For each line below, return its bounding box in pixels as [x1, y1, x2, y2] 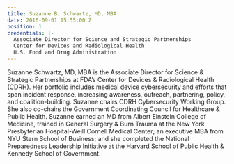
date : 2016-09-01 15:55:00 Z [7, 17, 92, 24]
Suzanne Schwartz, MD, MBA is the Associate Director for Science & [7, 67, 204, 76]
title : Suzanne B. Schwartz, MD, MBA [7, 10, 117, 17]
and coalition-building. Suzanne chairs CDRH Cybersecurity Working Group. [7, 97, 226, 106]
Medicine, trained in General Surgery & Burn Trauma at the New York [7, 120, 205, 128]
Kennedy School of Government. [7, 149, 101, 157]
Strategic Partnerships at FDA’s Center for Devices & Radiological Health [7, 75, 214, 83]
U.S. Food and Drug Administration [13, 49, 117, 56]
